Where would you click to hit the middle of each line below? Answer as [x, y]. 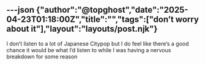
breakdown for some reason [42, 56]
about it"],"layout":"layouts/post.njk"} [82, 29]
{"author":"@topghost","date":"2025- [112, 10]
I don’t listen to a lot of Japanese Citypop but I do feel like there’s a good [98, 43]
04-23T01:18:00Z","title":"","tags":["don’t [90, 20]
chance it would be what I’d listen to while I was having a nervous [89, 50]
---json [20, 10]
